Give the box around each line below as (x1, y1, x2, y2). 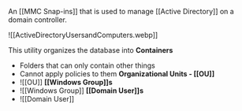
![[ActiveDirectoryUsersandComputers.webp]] (8, 31, 158, 39)
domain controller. (8, 15, 67, 24)
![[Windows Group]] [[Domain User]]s (19, 86, 144, 95)
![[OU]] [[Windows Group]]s (19, 78, 113, 87)
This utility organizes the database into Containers (8, 46, 173, 54)
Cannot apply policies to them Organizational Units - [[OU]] (19, 69, 215, 78)
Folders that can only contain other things (19, 61, 155, 70)
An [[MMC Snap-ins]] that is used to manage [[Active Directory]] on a (8, 7, 234, 16)
